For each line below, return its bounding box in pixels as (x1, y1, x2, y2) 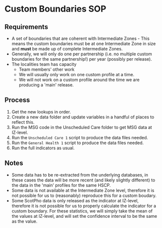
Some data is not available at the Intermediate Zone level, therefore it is (11, 187, 154, 193)
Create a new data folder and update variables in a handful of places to (11, 114, 154, 120)
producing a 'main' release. (18, 82, 74, 88)
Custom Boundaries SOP (4, 3, 107, 15)
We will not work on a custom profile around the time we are (18, 77, 140, 82)
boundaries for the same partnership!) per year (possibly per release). (11, 56, 152, 62)
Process (4, 96, 30, 104)
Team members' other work (18, 66, 75, 72)
